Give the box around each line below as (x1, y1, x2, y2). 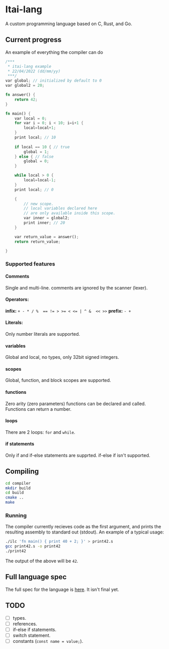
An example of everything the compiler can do (5, 49, 103, 55)
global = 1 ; (24, 149, 50, 155)
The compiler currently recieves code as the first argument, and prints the (5, 524, 161, 530)
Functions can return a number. (5, 406, 72, 412)
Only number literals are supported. (5, 331, 80, 337)
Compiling (5, 467, 39, 476)
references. (12, 620, 37, 627)
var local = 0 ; (14, 116, 47, 121)
